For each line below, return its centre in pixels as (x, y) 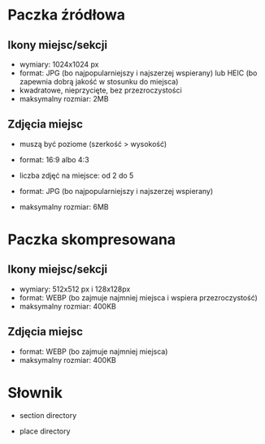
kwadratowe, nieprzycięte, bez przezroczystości (100, 90)
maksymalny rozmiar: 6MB (64, 207)
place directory (45, 431)
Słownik (35, 392)
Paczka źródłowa (67, 15)
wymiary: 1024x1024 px (59, 64)
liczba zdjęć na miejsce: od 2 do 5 (76, 175)
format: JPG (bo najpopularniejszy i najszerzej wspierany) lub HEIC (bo (138, 73)
